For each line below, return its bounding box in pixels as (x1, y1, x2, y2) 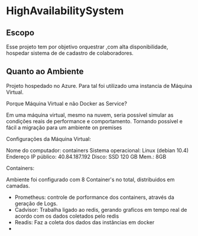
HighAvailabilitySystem (6, 4, 124, 18)
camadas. (6, 182, 30, 189)
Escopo (6, 28, 34, 38)
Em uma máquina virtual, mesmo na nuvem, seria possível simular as (6, 111, 174, 119)
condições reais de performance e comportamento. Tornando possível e (6, 117, 183, 124)
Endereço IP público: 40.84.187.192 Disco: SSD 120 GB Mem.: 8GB (6, 153, 167, 160)
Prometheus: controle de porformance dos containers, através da (14, 194, 174, 201)
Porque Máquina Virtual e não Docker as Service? (6, 100, 127, 107)
